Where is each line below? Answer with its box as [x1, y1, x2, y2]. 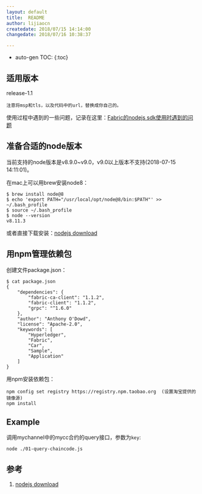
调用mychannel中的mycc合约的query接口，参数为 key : [6, 434, 141, 441]
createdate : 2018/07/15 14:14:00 [6, 26, 91, 32]
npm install [6, 400, 37, 406]
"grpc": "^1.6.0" [28, 305, 72, 311]
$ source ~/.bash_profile [6, 207, 72, 213]
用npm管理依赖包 [6, 249, 72, 259]
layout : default [6, 9, 47, 15]
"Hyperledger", [28, 332, 67, 338]
